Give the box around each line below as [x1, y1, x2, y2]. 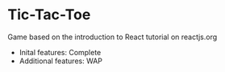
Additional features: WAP [19, 56, 102, 66]
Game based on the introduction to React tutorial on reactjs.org [7, 32, 218, 42]
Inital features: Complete [19, 47, 102, 57]
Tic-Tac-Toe [7, 6, 91, 24]
